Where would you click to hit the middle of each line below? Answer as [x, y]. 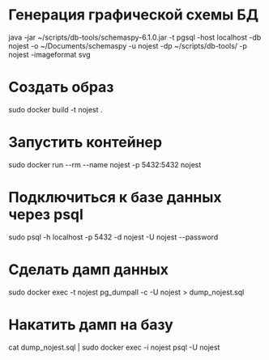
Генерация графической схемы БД [134, 15]
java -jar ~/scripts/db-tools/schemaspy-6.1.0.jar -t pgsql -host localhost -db [135, 37]
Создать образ [61, 87]
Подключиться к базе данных [115, 197]
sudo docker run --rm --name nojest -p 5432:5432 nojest [105, 164]
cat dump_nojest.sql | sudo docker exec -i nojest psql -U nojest [114, 347]
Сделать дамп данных [88, 269]
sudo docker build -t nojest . [56, 109]
